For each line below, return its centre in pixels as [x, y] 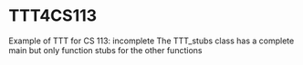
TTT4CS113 [53, 16]
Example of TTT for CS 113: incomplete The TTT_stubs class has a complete [151, 41]
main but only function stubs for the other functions [105, 50]
